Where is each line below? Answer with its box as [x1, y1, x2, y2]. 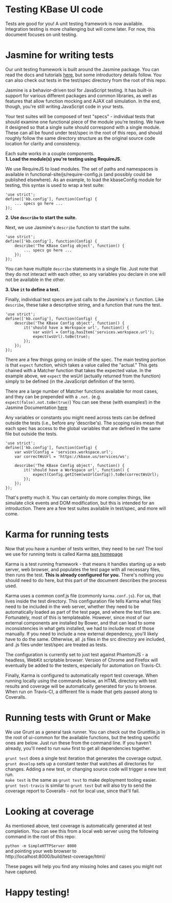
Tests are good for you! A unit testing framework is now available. [5, 20, 144, 27]
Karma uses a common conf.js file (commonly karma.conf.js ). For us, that [5, 592, 161, 598]
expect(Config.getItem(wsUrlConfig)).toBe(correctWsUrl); [32, 472, 159, 477]
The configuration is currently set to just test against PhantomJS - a [5, 651, 148, 657]
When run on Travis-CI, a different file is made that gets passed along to [5, 689, 158, 695]
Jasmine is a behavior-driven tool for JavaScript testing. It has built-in [5, 87, 153, 93]
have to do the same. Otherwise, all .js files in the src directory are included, [5, 636, 166, 642]
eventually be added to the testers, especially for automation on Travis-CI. [5, 662, 162, 669]
